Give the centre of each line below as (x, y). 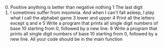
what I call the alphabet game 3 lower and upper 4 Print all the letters (82, 18)
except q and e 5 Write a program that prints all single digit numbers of (84, 23)
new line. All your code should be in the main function (66, 39)
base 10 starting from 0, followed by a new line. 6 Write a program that (84, 28)
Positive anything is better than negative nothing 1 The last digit (76, 7)
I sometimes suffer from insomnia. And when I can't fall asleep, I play (82, 12)
